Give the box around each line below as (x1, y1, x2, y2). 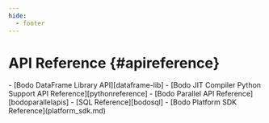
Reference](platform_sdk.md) (8, 106, 107, 116)
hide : (8, 11, 27, 20)
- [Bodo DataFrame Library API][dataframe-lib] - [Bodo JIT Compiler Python (8, 80, 261, 90)
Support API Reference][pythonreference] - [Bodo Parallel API (8, 89, 215, 99)
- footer (15, 19, 45, 27)
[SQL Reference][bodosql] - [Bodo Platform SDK (75, 97, 237, 107)
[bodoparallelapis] (8, 97, 69, 107)
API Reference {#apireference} (8, 54, 221, 72)
